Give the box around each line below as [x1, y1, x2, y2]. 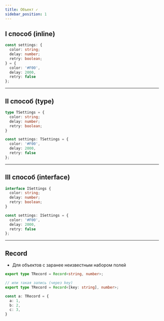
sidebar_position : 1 [5, 12, 47, 17]
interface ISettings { [5, 186, 51, 191]
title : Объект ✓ [5, 7, 38, 12]
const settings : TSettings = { [5, 137, 69, 142]
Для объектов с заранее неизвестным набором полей [12, 262, 126, 268]
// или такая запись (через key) [5, 281, 73, 285]
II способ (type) [5, 97, 55, 105]
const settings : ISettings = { [5, 213, 69, 218]
